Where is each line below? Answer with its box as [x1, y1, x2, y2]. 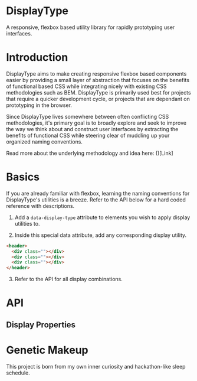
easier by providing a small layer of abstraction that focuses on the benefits [6, 76, 190, 83]
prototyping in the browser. [6, 102, 73, 109]
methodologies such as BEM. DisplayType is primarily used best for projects [6, 89, 191, 96]
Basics [6, 170, 40, 184]
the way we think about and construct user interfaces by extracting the [6, 125, 179, 132]
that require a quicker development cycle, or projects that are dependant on [6, 95, 191, 102]
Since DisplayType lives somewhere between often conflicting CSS [6, 113, 169, 120]
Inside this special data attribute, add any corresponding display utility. [14, 232, 187, 239]
